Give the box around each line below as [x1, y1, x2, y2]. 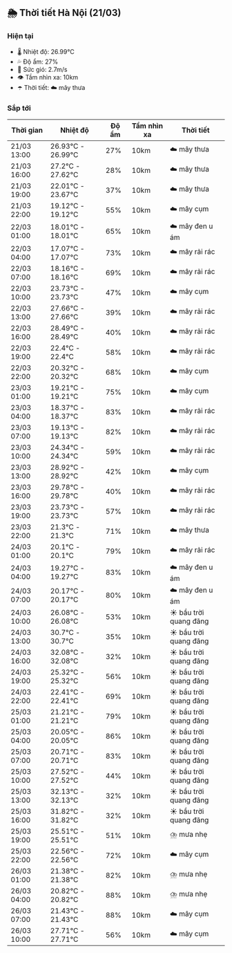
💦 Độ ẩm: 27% [17, 57, 59, 66]
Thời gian [11, 125, 43, 135]
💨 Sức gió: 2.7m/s [17, 65, 68, 73]
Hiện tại [7, 31, 34, 41]
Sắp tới [7, 103, 31, 113]
